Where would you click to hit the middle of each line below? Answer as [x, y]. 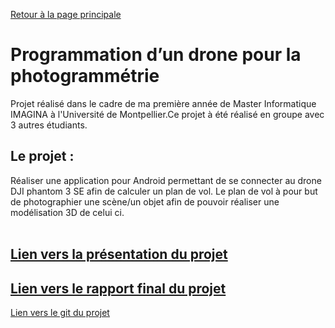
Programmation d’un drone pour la [156, 55]
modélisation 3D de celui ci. [67, 212]
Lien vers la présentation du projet [119, 254]
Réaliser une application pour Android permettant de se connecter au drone [166, 180]
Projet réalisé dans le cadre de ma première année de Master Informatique [163, 103]
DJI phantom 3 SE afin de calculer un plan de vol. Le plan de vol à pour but [164, 191]
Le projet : [42, 156]
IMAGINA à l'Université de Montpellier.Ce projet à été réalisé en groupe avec [167, 114]
